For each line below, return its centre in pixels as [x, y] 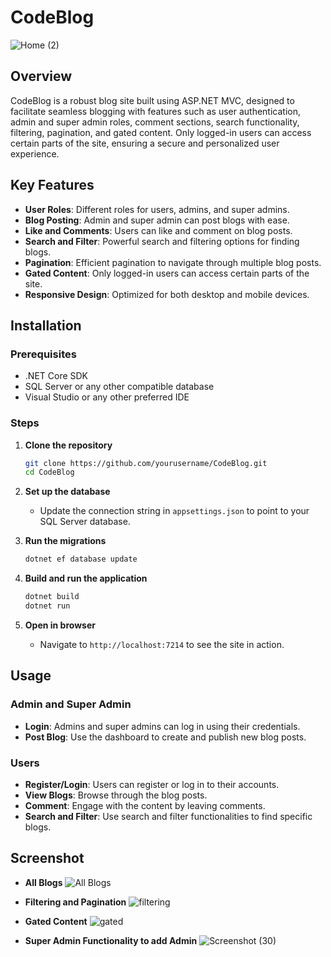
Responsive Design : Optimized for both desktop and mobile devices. [167, 294]
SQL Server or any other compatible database [119, 387]
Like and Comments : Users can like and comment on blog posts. [158, 230]
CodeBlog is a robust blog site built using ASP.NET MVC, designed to [152, 100]
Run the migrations [65, 541]
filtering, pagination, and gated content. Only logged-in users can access [161, 132]
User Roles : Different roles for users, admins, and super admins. [157, 209]
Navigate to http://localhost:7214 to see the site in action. [162, 644]
